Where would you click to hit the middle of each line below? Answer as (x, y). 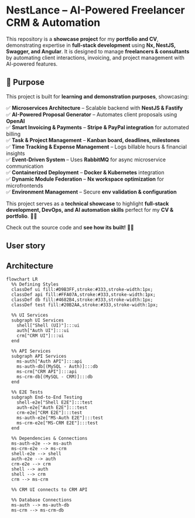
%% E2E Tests (27, 392)
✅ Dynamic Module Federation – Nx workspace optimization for (85, 179)
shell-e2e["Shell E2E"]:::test (55, 402)
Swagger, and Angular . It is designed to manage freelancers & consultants (98, 51)
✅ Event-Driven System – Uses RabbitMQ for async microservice (86, 160)
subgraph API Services (39, 356)
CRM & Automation (53, 23)
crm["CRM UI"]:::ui (40, 336)
